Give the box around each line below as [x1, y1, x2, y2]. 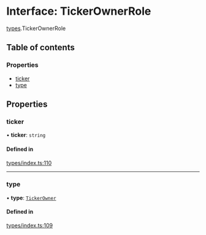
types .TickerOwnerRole [6, 25, 66, 32]
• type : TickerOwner [6, 194, 56, 201]
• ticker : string [6, 131, 46, 139]
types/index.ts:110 [6, 159, 52, 166]
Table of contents [6, 42, 75, 53]
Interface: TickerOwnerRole [6, 4, 151, 18]
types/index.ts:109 [6, 222, 53, 229]
